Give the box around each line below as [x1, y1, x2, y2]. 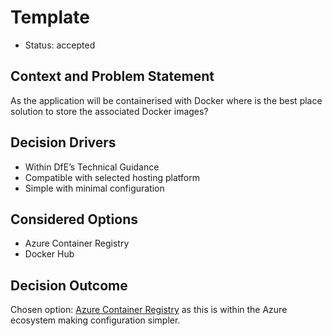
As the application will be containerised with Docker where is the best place [10, 94, 323, 106]
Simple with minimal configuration [24, 182, 165, 194]
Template [10, 6, 90, 29]
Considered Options [10, 211, 138, 228]
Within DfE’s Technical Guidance [24, 161, 160, 173]
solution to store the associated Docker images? [10, 105, 209, 117]
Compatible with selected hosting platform [24, 171, 200, 183]
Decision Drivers [10, 134, 117, 151]
